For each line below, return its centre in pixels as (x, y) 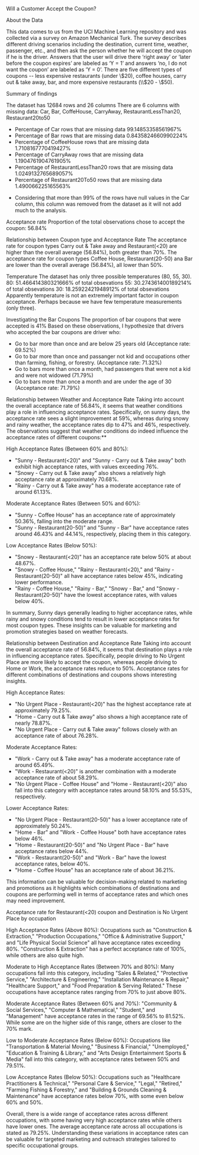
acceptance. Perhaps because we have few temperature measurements (94, 302)
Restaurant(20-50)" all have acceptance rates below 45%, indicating (99, 576)
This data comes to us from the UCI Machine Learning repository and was (96, 32)
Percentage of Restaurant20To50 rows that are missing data (88, 180)
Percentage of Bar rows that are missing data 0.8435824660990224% (101, 136)
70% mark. (20, 1029)
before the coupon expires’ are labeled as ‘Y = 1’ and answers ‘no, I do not (97, 63)
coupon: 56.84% (27, 228)
